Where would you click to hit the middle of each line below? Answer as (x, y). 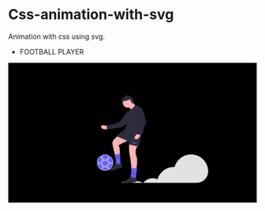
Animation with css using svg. (56, 36)
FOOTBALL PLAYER (52, 51)
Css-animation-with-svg (91, 15)
